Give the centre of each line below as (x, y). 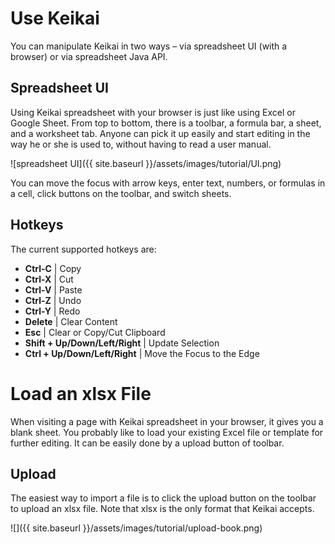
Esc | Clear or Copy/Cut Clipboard (95, 332)
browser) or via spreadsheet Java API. (89, 56)
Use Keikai (55, 18)
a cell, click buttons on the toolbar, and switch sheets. (121, 193)
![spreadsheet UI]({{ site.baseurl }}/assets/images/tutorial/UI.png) (146, 163)
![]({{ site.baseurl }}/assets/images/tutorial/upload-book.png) (136, 528)
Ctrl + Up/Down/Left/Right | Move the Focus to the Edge (142, 353)
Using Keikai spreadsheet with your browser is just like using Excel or (153, 112)
